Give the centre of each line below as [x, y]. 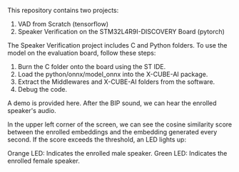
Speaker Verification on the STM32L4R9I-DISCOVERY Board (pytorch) [121, 32]
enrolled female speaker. [44, 161]
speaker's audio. [32, 111]
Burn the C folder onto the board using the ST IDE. [92, 66]
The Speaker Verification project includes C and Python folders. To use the [117, 45]
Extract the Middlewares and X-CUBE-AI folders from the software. [116, 82]
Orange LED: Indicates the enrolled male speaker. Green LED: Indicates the [117, 153]
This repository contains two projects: [63, 10]
